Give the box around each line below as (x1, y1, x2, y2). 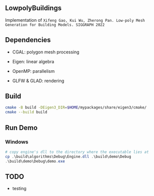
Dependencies (5, 36, 51, 44)
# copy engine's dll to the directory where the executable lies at (5, 149, 149, 154)
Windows (5, 138, 29, 145)
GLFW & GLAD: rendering (12, 78, 65, 84)
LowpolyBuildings (5, 4, 62, 12)
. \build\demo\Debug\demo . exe (5, 158, 65, 164)
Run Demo (5, 123, 38, 132)
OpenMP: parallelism (12, 68, 55, 74)
